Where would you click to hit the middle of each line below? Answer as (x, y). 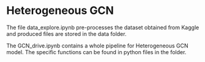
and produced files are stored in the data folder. (66, 33)
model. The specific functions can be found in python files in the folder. (96, 52)
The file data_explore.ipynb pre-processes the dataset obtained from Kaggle (103, 27)
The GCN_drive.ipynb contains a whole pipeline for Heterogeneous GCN (97, 46)
